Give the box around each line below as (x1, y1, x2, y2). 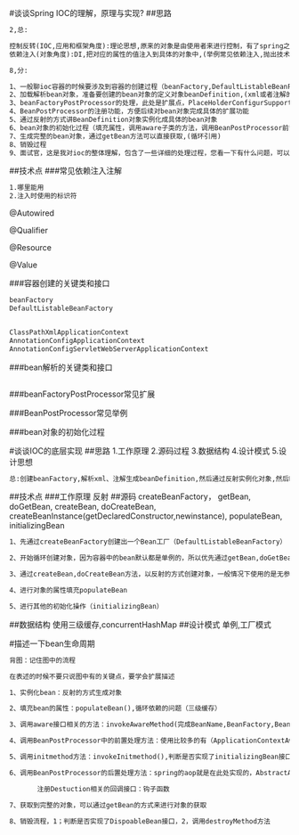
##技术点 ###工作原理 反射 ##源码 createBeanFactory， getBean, (9, 491, 252, 502)
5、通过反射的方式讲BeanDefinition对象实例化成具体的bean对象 (9, 115, 218, 124)
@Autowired (9, 208, 55, 218)
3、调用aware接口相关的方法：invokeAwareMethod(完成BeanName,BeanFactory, (9, 720, 275, 729)
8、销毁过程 (9, 140, 47, 149)
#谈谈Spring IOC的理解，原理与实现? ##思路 (9, 8, 172, 18)
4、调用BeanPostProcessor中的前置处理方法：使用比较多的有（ (9, 736, 214, 746)
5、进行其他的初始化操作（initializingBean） (9, 602, 164, 610)
